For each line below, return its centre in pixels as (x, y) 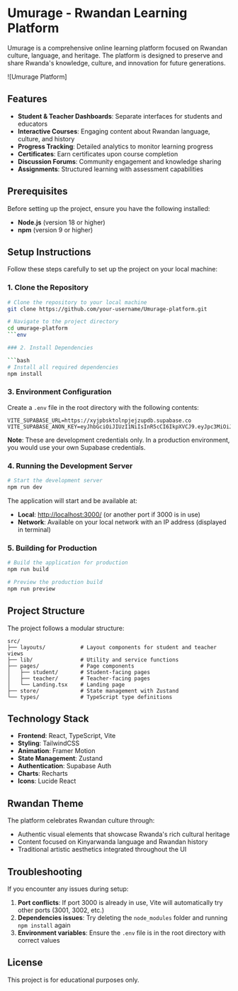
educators (33, 124)
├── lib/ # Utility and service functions (93, 660)
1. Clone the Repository (48, 288)
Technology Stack (48, 719)
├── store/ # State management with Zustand (93, 691)
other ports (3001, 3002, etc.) (61, 910)
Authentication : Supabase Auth (64, 766)
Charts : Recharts (43, 774)
